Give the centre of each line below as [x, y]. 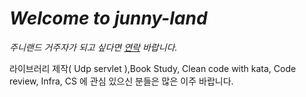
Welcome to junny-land [108, 18]
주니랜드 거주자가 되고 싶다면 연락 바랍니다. [93, 47]
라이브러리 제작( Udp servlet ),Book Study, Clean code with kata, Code [153, 68]
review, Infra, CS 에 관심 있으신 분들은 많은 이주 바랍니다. [121, 81]
